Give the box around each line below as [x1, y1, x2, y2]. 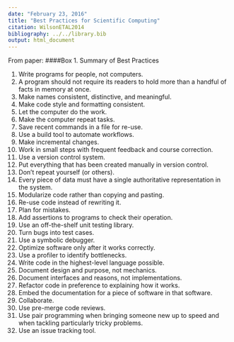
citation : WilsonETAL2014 [8, 23, 84, 31]
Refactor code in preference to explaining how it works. [18, 281, 180, 289]
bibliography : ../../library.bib [8, 30, 107, 38]
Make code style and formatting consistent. [18, 100, 146, 109]
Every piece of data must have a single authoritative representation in [18, 175, 221, 184]
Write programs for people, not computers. [18, 70, 144, 79]
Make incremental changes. [18, 138, 100, 146]
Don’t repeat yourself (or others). [18, 168, 115, 177]
